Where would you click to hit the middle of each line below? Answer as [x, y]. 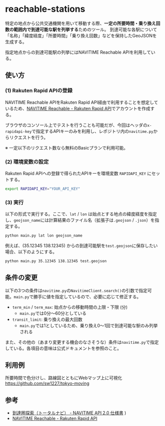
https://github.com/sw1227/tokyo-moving [47, 383]
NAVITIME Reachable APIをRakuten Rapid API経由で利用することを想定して [82, 102]
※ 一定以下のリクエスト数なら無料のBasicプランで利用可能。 [66, 148]
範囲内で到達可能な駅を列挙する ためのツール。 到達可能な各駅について [85, 29]
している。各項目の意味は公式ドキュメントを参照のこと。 [63, 348]
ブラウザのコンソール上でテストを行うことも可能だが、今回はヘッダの [76, 125]
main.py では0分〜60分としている [53, 313]
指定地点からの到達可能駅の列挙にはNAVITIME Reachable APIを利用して [78, 52]
